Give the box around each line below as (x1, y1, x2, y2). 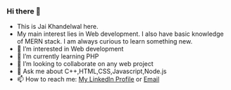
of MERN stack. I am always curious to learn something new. (16, 37, 193, 46)
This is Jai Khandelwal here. (16, 22, 99, 31)
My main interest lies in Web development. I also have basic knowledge (16, 30, 224, 38)
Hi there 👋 (6, 6, 42, 16)
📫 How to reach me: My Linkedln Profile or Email (16, 75, 160, 84)
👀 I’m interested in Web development (16, 45, 124, 53)
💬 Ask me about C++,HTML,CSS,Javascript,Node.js (16, 67, 167, 76)
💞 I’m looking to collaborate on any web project (16, 60, 154, 68)
